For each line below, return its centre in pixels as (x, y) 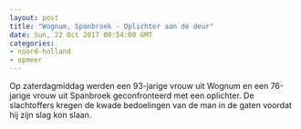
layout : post (34, 18)
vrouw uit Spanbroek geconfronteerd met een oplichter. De (143, 95)
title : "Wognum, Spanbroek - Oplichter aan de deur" (112, 26)
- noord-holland (40, 52)
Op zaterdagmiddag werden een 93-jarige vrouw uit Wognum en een (139, 86)
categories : (32, 43)
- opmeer (26, 60)
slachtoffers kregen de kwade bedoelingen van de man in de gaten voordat (150, 105)
